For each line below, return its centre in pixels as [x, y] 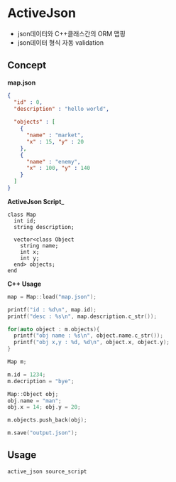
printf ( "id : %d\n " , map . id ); [52, 310]
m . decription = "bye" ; [41, 381]
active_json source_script [47, 471]
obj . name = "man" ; [34, 401]
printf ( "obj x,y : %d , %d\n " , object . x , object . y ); [92, 343]
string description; [44, 227]
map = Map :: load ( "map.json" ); [52, 296]
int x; [30, 252]
